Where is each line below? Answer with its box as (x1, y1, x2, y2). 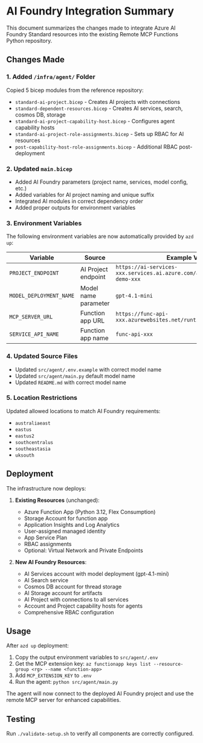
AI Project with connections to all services (24, 596, 129, 603)
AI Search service (24, 576, 68, 584)
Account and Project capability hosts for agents (24, 602, 143, 610)
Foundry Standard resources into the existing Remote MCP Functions (6, 30, 178, 37)
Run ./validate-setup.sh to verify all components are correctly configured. (6, 730, 195, 738)
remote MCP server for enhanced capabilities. (6, 696, 121, 704)
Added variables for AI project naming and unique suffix (14, 191, 155, 198)
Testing (6, 714, 36, 724)
